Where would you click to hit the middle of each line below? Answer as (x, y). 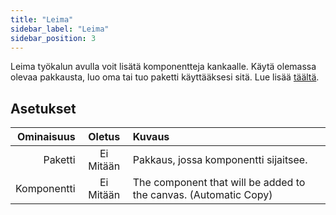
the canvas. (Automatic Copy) (202, 195)
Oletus (104, 137)
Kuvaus (151, 137)
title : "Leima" (42, 19)
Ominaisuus (46, 137)
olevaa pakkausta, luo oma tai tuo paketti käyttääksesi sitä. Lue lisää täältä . (165, 77)
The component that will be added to (219, 183)
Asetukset (43, 108)
